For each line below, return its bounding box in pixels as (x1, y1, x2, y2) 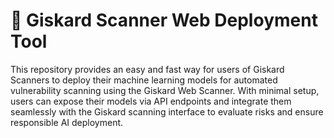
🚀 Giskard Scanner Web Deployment (10, 9, 318, 32)
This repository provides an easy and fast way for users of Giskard (10, 63, 285, 75)
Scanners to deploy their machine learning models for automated (10, 74, 278, 86)
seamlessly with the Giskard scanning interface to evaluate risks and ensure (10, 105, 324, 118)
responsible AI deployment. (10, 116, 124, 128)
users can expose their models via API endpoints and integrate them (10, 95, 292, 107)
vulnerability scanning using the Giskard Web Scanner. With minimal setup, (10, 84, 320, 96)
